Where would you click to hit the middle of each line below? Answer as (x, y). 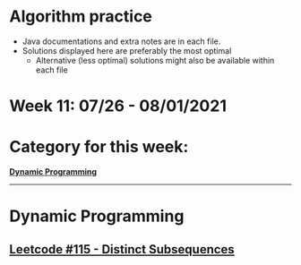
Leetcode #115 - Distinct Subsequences (122, 249)
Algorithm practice (81, 17)
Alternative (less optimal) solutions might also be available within (155, 60)
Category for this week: (99, 147)
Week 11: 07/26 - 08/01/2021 (118, 106)
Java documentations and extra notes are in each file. (121, 41)
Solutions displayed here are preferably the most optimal (127, 50)
